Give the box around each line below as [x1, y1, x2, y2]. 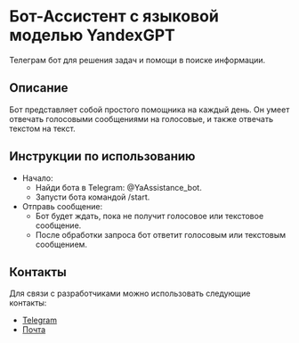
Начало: [21, 172, 53, 184]
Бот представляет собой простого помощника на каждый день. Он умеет [9, 104, 290, 115]
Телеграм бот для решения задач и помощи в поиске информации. [9, 54, 266, 65]
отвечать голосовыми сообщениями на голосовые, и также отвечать [9, 113, 274, 124]
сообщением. [35, 239, 87, 249]
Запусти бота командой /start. [35, 192, 150, 202]
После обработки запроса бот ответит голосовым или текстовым [35, 229, 287, 240]
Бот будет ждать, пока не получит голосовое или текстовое [35, 210, 264, 221]
